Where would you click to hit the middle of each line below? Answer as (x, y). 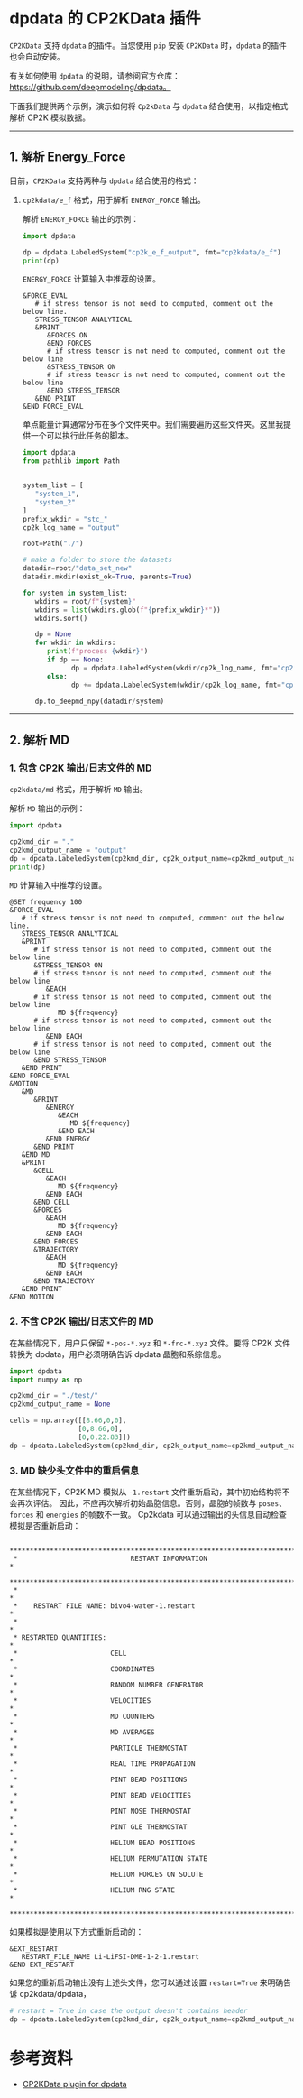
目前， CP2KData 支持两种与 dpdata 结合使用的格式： (105, 180)
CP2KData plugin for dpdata (75, 2084)
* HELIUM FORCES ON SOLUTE (108, 1875)
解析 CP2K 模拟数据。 (50, 117)
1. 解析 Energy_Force (68, 157)
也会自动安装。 (37, 56)
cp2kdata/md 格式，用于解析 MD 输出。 (78, 790)
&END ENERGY (68, 1139)
